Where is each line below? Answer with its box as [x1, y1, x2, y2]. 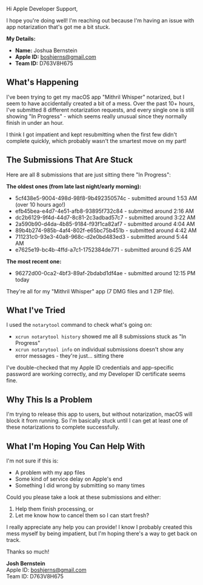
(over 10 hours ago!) [15, 201, 65, 208]
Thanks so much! [6, 548, 50, 555]
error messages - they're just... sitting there [15, 352, 124, 359]
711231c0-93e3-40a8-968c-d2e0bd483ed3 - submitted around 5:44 [15, 233, 188, 240]
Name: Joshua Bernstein [15, 47, 78, 54]
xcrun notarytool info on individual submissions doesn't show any [15, 346, 184, 353]
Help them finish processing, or [15, 506, 94, 513]
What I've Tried [6, 306, 65, 316]
